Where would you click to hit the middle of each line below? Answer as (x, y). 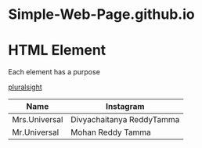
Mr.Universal (36, 132)
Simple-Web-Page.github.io (101, 14)
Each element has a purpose (54, 72)
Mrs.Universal (38, 120)
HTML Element (57, 51)
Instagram (125, 106)
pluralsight (25, 87)
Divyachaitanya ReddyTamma (125, 120)
